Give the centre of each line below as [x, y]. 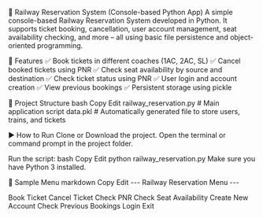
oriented [22, 46]
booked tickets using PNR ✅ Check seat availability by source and [115, 70]
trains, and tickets [37, 120]
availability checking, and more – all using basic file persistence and [118, 37]
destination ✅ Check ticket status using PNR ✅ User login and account [123, 78]
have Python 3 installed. [47, 167]
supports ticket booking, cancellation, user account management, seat [123, 29]
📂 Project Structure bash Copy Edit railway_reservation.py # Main [114, 103]
